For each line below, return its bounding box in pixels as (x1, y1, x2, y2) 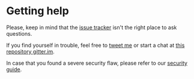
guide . (6, 65, 22, 72)
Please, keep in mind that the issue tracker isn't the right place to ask (6, 24, 177, 31)
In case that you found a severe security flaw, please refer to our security (6, 59, 188, 67)
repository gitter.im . (6, 48, 55, 55)
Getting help (6, 4, 69, 18)
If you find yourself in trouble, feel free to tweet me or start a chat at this (6, 42, 185, 49)
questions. (6, 30, 32, 37)
